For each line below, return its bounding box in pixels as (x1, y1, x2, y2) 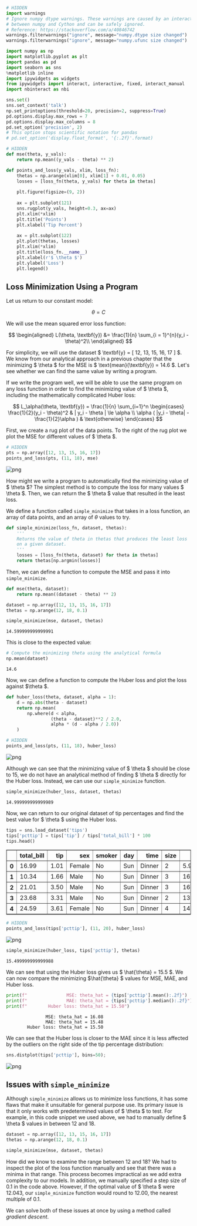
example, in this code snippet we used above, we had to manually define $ (6, 1114, 186, 1121)
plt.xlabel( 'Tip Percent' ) (16, 222, 83, 228)
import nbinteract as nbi (6, 86, 69, 93)
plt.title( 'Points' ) (16, 217, 67, 222)
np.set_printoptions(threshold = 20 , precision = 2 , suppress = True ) (6, 108, 167, 114)
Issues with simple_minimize (6, 1079, 110, 1089)
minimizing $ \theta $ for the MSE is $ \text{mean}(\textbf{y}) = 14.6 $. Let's (6, 362, 190, 369)
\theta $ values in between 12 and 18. (6, 1120, 96, 1127)
